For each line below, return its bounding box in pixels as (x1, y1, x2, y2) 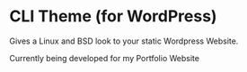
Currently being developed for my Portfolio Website (9, 52, 200, 63)
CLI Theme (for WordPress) (9, 6, 217, 27)
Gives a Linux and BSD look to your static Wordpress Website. (9, 36, 239, 46)
